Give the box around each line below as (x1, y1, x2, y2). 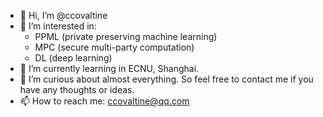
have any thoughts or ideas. (19, 84, 135, 95)
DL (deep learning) (34, 52, 113, 64)
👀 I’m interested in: (19, 20, 97, 32)
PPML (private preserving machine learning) (34, 31, 218, 42)
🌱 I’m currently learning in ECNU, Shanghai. (19, 63, 200, 74)
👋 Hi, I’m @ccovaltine (19, 10, 108, 21)
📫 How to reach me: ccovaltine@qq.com (19, 95, 190, 107)
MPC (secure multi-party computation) (34, 41, 195, 53)
